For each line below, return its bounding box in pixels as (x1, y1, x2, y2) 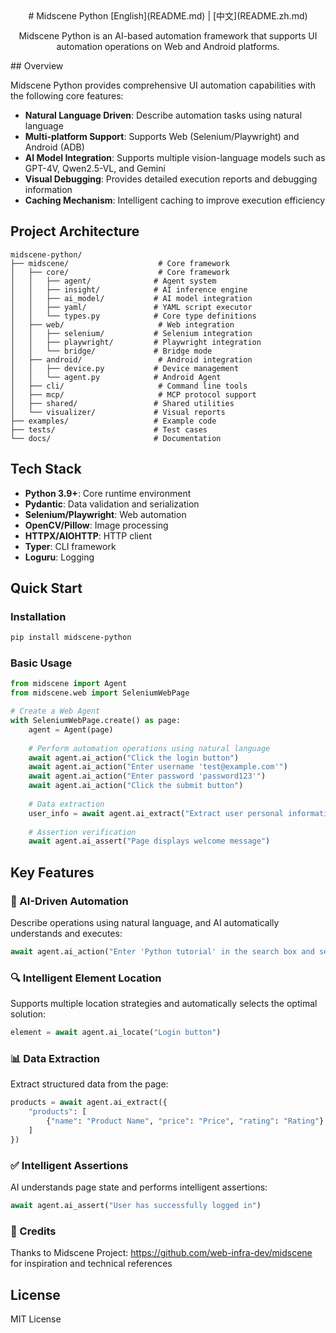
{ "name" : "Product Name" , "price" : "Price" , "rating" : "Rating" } (46, 1116, 325, 1127)
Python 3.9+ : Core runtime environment (24, 487, 192, 499)
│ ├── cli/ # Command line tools (10, 381, 248, 391)
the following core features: (10, 90, 124, 102)
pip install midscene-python (10, 633, 132, 643)
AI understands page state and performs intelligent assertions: (10, 1181, 268, 1193)
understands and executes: (10, 928, 123, 940)
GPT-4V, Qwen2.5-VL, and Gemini (24, 163, 166, 174)
